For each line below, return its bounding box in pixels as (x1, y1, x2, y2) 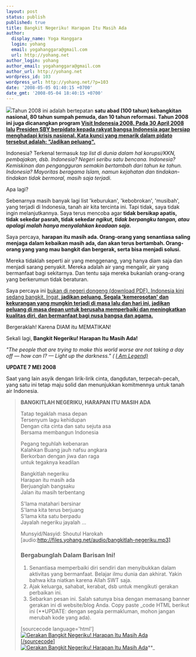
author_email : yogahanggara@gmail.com (6, 63, 101, 69)
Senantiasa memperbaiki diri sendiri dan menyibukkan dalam (29, 564, 176, 572)
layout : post (6, 8, 38, 15)
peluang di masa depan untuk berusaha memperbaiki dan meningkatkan (6, 306, 186, 313)
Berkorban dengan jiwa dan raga (20, 452, 99, 460)
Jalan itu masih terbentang (20, 488, 85, 495)
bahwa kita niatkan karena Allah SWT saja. (29, 577, 132, 584)
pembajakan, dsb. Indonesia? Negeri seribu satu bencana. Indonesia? (6, 156, 176, 163)
